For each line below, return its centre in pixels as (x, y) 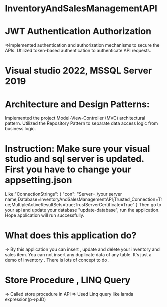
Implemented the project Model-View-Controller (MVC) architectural (75, 118)
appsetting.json (39, 180)
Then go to (150, 205)
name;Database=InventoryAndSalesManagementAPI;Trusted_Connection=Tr (84, 199)
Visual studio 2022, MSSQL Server (79, 71)
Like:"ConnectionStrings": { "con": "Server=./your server (64, 194)
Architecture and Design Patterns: (77, 104)
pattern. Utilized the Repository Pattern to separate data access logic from (82, 123)
